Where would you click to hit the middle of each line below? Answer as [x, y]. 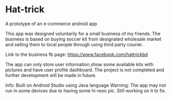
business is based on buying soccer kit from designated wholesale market [83, 39]
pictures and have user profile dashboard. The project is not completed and [85, 70]
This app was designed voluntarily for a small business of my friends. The [83, 33]
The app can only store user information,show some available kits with [79, 64]
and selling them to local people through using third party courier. [74, 44]
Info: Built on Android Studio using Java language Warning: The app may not [86, 85]
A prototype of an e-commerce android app [51, 24]
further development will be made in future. [51, 75]
